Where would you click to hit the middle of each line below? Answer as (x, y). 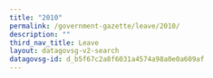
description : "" (40, 34)
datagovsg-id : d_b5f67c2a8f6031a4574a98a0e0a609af (107, 59)
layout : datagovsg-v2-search (64, 51)
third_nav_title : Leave (54, 43)
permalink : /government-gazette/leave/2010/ (95, 26)
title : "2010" (36, 17)
